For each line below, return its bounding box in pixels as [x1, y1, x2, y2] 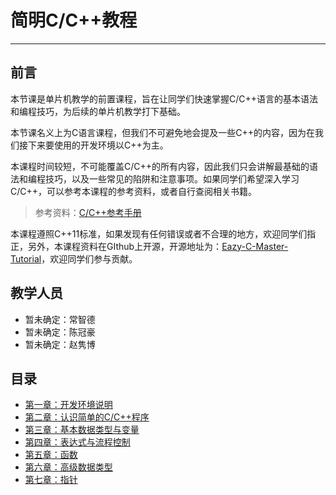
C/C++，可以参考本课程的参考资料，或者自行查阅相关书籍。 [10, 185, 258, 197]
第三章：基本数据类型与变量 [24, 424, 140, 436]
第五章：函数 [24, 449, 78, 461]
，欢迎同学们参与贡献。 [41, 252, 138, 265]
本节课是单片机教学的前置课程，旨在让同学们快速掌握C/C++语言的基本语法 [10, 92, 319, 105]
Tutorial [10, 252, 42, 265]
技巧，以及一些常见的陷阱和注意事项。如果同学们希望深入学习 [44, 172, 300, 185]
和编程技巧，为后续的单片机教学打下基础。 [10, 105, 186, 117]
